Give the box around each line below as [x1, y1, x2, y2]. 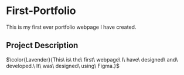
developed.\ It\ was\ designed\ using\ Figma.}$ [6, 62, 120, 69]
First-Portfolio [6, 4, 76, 18]
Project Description [6, 40, 79, 50]
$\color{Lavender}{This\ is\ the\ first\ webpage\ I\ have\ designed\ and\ [6, 56, 178, 63]
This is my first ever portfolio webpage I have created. [6, 23, 137, 30]
